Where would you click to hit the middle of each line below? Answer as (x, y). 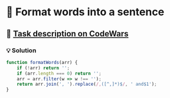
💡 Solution (21, 50)
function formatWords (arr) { (42, 62)
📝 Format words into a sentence (85, 12)
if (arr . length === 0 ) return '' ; (59, 73)
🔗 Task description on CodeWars (67, 34)
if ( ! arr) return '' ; (43, 68)
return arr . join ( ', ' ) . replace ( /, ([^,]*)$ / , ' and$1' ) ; (87, 85)
